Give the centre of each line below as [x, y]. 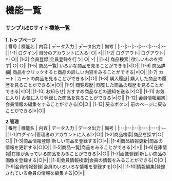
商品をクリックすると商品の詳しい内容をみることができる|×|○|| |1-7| [85, 72]
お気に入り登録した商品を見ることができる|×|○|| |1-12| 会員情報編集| [94, 98]
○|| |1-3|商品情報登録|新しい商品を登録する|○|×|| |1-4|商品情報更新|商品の [84, 141]
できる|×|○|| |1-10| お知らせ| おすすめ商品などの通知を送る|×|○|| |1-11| [80, 92]
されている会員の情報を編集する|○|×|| [46, 173]
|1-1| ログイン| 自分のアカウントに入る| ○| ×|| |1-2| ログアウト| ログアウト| [87, 53]
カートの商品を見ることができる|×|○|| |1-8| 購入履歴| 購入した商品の [90, 79]
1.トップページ [21, 40]
